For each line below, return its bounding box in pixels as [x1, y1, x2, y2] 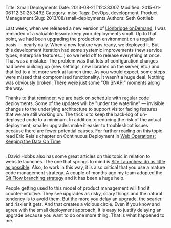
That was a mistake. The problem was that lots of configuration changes [5, 58, 158, 64]
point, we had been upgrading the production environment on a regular [5, 36, 155, 42]
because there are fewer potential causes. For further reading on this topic [5, 128, 163, 134]
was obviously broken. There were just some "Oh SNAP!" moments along [5, 79, 160, 86]
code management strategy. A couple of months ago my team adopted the [5, 170, 163, 176]
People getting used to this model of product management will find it [5, 185, 150, 191]
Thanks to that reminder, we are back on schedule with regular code [5, 95, 149, 101]
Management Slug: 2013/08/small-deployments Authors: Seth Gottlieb [5, 15, 154, 21]
